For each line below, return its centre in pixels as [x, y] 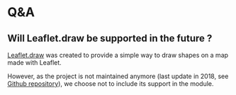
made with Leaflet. [34, 63]
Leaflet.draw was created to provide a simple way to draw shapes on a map [118, 55]
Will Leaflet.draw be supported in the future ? [110, 38]
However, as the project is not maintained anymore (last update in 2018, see [118, 76]
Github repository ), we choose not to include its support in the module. [111, 84]
